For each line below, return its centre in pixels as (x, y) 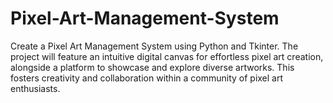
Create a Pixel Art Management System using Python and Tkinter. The (154, 46)
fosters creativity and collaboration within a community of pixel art (147, 78)
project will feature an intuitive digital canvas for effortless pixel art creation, (167, 56)
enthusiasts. (35, 88)
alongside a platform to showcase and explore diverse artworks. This (152, 67)
